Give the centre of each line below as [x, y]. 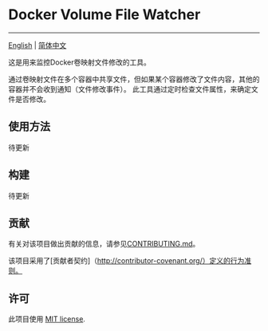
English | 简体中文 [37, 45]
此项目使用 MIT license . [47, 319]
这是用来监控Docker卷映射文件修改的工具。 [80, 62]
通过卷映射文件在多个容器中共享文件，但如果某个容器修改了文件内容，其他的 [134, 79]
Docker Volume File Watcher [104, 15]
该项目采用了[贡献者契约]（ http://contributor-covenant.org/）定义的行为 [126, 261]
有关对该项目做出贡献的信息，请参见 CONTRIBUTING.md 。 [104, 244]
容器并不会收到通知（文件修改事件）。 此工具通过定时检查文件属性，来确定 [130, 89]
